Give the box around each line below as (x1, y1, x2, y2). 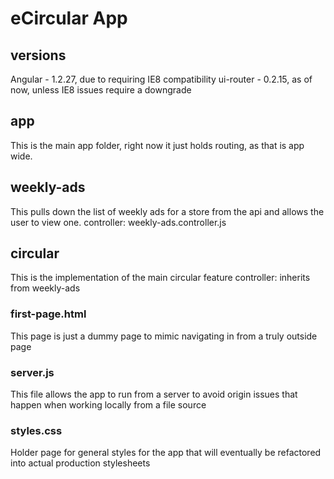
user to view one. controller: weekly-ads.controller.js (10, 216, 227, 228)
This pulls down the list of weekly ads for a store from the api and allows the (10, 205, 325, 217)
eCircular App (10, 7, 128, 30)
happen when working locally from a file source (10, 399, 207, 411)
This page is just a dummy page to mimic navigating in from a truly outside (10, 330, 318, 342)
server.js (10, 365, 55, 379)
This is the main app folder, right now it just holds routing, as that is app (10, 139, 305, 151)
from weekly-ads (10, 282, 81, 294)
